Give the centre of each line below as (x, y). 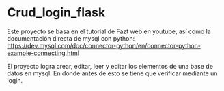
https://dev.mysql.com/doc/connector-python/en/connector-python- (104, 45)
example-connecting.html (43, 53)
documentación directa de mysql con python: (71, 38)
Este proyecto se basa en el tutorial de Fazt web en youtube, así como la (109, 31)
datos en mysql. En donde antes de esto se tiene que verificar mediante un (112, 73)
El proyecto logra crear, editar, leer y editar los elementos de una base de (110, 66)
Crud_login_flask (56, 13)
